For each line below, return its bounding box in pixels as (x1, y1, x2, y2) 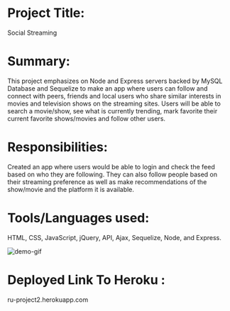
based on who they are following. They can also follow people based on (7, 170, 218, 179)
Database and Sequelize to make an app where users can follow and (7, 84, 208, 93)
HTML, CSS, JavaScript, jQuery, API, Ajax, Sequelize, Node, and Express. (7, 233, 221, 242)
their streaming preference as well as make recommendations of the (7, 177, 207, 186)
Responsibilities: (7, 140, 108, 155)
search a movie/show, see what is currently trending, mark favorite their (7, 106, 218, 115)
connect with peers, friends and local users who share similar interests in (7, 91, 221, 100)
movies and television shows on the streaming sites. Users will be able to (7, 99, 221, 108)
